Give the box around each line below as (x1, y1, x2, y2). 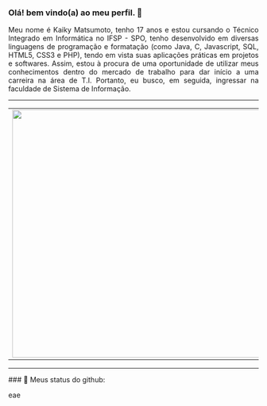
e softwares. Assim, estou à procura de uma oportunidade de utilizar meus (8, 59, 259, 68)
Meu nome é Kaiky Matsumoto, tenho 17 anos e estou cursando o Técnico (8, 25, 259, 35)
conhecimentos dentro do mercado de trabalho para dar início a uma (8, 67, 259, 77)
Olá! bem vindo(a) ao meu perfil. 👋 (8, 7, 143, 18)
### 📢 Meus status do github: (8, 375, 106, 385)
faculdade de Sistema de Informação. (8, 84, 131, 94)
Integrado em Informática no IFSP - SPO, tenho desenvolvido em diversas (8, 33, 259, 43)
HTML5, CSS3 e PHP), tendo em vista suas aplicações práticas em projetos (8, 51, 259, 60)
